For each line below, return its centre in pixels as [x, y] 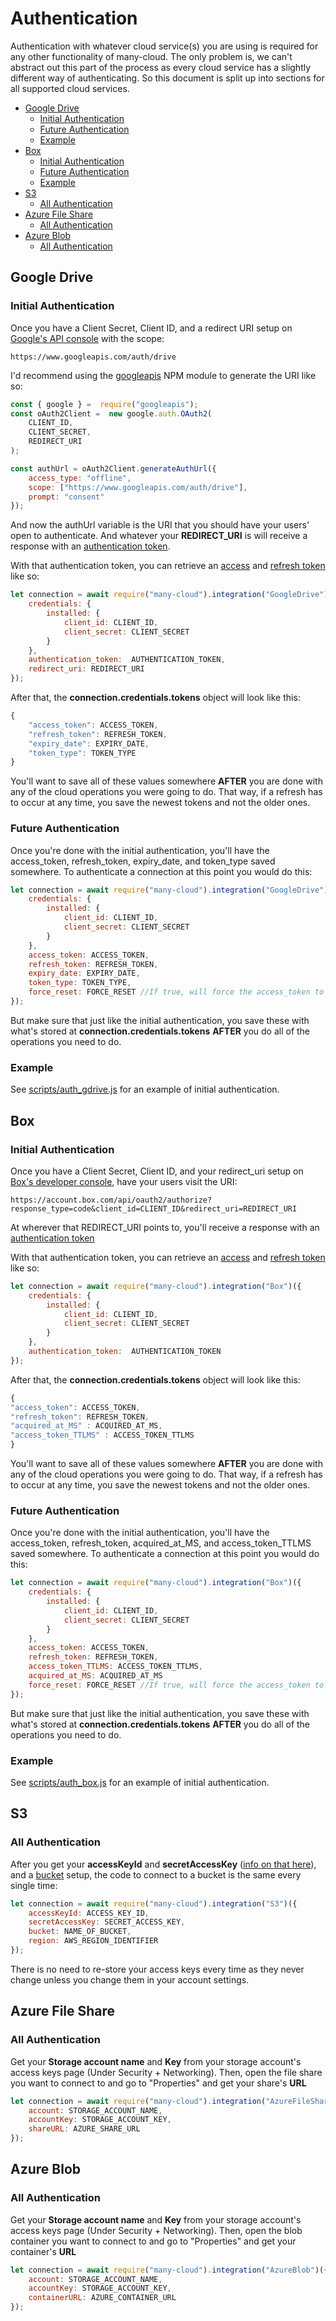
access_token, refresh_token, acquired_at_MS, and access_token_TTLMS [161, 1543]
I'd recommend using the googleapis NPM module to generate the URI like [163, 375]
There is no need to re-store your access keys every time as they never [157, 1969]
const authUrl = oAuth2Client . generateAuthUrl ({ [113, 468]
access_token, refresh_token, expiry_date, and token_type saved [143, 861]
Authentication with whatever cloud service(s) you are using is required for [164, 46]
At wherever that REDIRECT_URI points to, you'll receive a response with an [165, 1227]
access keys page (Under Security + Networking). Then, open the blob [156, 2230]
